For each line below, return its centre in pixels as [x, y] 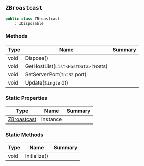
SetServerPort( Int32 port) [56, 74]
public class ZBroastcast [32, 19]
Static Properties [27, 98]
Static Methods [25, 135]
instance [52, 119]
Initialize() [37, 156]
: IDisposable [29, 23]
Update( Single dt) [46, 82]
